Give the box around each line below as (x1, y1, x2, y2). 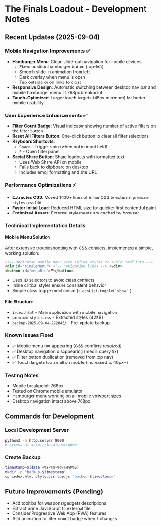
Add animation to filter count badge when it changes (12, 516, 117, 522)
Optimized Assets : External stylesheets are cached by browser (12, 210, 139, 216)
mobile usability (12, 99, 44, 105)
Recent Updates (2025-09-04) (5, 33, 100, 41)
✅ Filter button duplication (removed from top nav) (12, 354, 113, 360)
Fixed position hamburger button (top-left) (19, 64, 104, 69)
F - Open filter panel (19, 149, 60, 155)
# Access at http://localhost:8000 (5, 443, 77, 447)
